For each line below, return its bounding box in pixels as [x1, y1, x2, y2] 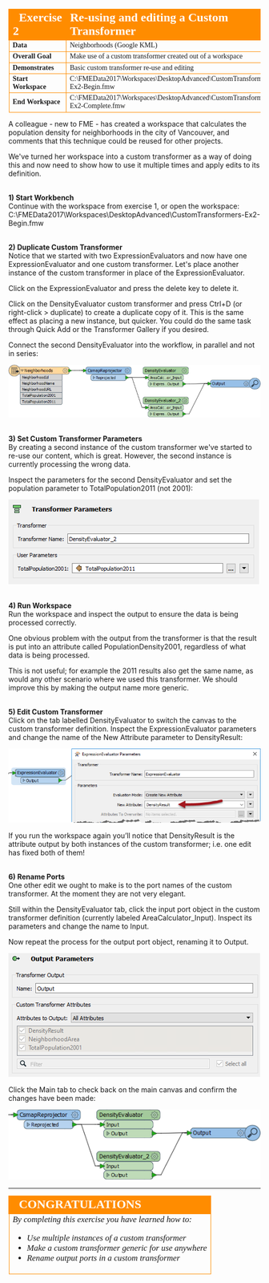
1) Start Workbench [8, 192, 74, 202]
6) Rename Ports [8, 872, 66, 881]
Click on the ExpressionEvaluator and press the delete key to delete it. [8, 283, 239, 293]
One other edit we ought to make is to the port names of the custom [8, 880, 232, 890]
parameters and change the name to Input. [8, 921, 150, 931]
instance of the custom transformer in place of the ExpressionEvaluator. [8, 268, 246, 277]
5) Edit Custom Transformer [8, 706, 103, 716]
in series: [8, 348, 38, 358]
